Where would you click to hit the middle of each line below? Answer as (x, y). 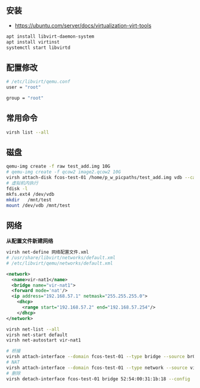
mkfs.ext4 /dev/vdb (30, 194)
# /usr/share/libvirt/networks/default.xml (61, 258)
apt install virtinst (33, 42)
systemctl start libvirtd (38, 47)
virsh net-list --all (33, 329)
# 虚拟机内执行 (22, 183)
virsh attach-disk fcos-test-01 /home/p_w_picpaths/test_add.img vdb (94, 178)
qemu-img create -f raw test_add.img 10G (58, 167)
